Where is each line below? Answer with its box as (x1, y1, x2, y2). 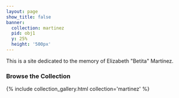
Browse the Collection (6, 72, 71, 80)
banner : (6, 19, 25, 25)
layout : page (6, 8, 38, 15)
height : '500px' (11, 42, 51, 48)
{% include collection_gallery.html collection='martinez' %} (6, 86, 150, 93)
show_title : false (6, 14, 51, 20)
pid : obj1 (11, 31, 35, 36)
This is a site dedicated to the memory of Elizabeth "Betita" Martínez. (6, 57, 174, 65)
